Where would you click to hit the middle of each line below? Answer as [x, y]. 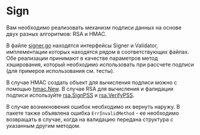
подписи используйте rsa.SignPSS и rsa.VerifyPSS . [70, 95]
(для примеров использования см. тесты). [60, 70]
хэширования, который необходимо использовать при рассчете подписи [100, 65]
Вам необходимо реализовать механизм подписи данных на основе [94, 27]
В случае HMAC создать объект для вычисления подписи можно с [92, 82]
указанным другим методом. [43, 125]
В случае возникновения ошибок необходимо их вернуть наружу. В [93, 106]
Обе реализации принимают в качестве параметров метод [82, 58]
